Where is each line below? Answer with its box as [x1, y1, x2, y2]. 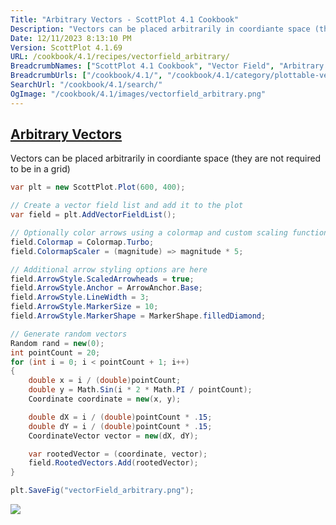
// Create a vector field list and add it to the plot [10, 201, 244, 211]
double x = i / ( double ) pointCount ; [28, 376, 182, 386]
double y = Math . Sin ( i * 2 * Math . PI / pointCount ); [28, 385, 253, 395]
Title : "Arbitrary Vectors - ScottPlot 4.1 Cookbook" [10, 14, 240, 25]
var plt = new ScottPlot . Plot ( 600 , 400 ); [10, 182, 186, 193]
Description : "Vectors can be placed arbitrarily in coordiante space [10, 24, 311, 34]
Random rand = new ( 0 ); [10, 338, 105, 348]
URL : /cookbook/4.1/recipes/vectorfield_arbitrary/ [10, 52, 230, 62]
